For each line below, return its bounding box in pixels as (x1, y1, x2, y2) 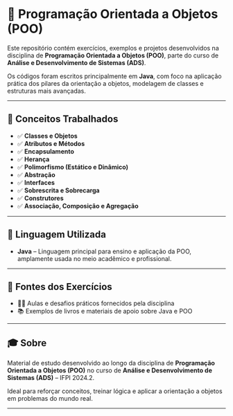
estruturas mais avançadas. (7, 87, 87, 95)
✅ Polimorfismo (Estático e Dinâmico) (17, 163, 128, 171)
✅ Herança (17, 155, 50, 163)
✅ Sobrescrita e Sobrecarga (17, 186, 100, 195)
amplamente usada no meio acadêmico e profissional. (17, 254, 172, 262)
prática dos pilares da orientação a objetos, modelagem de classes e (7, 79, 204, 87)
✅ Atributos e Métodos (17, 139, 85, 147)
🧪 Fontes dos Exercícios (7, 280, 112, 293)
